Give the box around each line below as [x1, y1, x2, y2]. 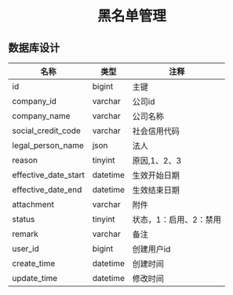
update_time [12, 273, 58, 283]
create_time [12, 258, 56, 268]
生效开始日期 [132, 170, 180, 181]
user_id [12, 243, 39, 254]
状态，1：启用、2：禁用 [132, 214, 222, 225]
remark [12, 229, 39, 239]
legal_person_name [12, 140, 84, 150]
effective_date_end [12, 184, 82, 195]
